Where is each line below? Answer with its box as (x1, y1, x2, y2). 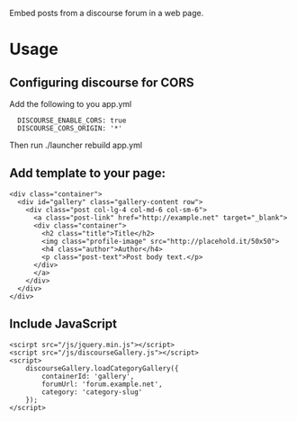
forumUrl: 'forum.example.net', (41, 380, 164, 389)
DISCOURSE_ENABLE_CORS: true (17, 116, 127, 125)
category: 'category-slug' (41, 387, 143, 397)
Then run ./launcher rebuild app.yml (9, 139, 142, 150)
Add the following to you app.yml (9, 99, 132, 109)
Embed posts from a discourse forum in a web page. (9, 8, 204, 18)
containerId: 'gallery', (41, 372, 135, 381)
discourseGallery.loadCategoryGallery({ (25, 363, 179, 372)
